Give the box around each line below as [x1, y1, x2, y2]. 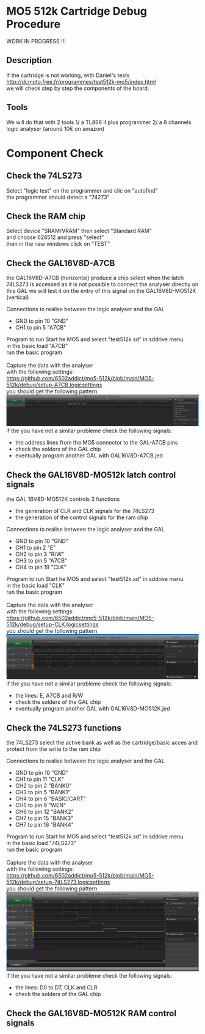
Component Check [6, 146, 104, 160]
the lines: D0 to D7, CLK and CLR [15, 984, 98, 991]
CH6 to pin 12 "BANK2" [15, 808, 74, 816]
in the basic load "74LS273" [6, 840, 77, 847]
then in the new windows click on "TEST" [6, 240, 110, 248]
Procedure [6, 17, 61, 31]
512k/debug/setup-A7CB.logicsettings [6, 381, 103, 389]
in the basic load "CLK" [6, 582, 65, 589]
